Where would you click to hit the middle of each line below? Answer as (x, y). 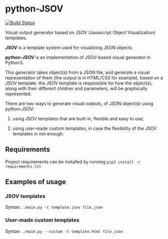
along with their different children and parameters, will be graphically (76, 88)
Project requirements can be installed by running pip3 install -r (73, 162)
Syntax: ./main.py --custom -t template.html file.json (64, 231)
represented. (19, 94)
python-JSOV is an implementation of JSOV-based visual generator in (78, 57)
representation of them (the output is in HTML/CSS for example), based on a (84, 77)
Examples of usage (36, 182)
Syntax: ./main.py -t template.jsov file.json (54, 207)
